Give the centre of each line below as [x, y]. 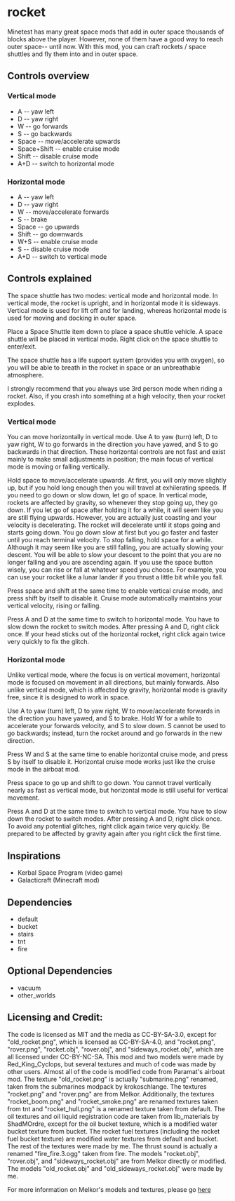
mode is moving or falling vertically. [59, 467]
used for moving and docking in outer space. [72, 318]
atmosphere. [26, 375]
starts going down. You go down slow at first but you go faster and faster [113, 532]
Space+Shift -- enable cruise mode [68, 149]
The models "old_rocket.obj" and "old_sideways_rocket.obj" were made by [115, 1168]
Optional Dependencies [60, 971]
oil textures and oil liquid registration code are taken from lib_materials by [113, 1116]
